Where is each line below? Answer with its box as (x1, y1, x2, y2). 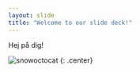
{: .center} (59, 56, 93, 65)
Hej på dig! (8, 40, 44, 49)
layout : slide (8, 11, 55, 20)
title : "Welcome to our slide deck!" (8, 19, 133, 27)
